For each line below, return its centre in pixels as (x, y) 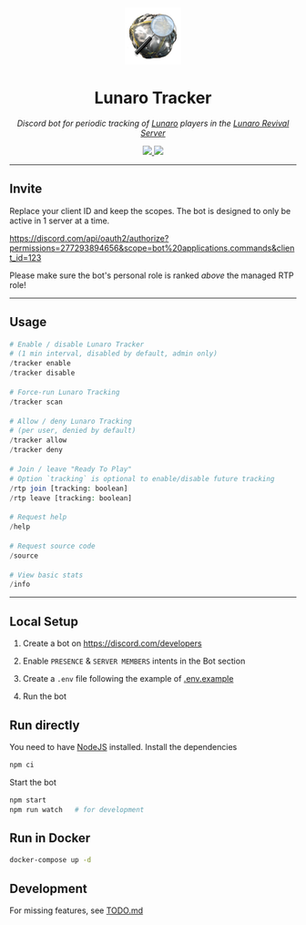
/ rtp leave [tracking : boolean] (71, 498)
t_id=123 (25, 257)
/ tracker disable (42, 373)
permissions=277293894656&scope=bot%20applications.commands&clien (152, 248)
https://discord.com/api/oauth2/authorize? (89, 238)
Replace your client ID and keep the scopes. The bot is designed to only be (150, 211)
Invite (26, 189)
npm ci (22, 765)
